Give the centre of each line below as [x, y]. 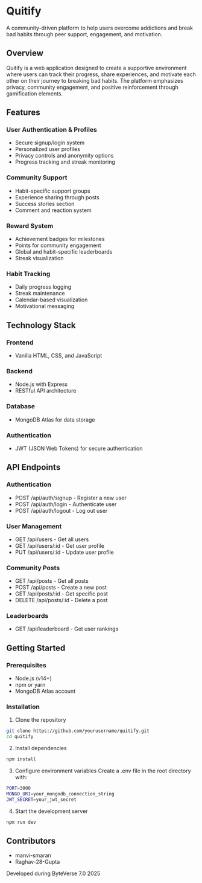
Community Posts [33, 568]
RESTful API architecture [46, 391]
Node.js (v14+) [33, 678]
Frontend [20, 342]
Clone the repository [40, 720]
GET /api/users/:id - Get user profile [59, 545]
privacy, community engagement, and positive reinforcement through [93, 87]
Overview [25, 53]
